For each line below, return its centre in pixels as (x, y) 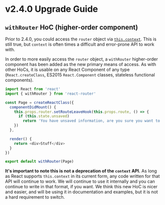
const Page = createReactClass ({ (40, 102)
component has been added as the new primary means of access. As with (81, 64)
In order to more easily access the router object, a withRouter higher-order (82, 59)
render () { (21, 139)
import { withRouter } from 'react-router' (51, 94)
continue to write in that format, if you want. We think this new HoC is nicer (82, 187)
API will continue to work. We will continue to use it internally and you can (80, 181)
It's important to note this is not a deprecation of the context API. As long (81, 171)
